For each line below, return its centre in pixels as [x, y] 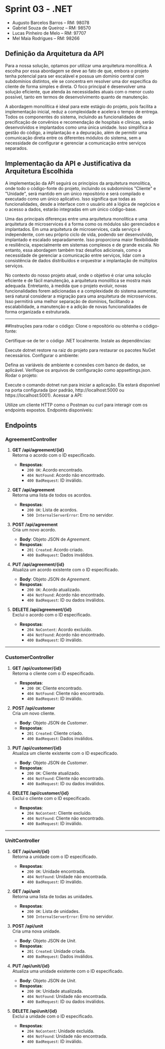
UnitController [23, 841]
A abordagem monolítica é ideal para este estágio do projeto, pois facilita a [81, 106]
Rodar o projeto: [21, 375]
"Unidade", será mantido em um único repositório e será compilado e [75, 193]
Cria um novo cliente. [34, 713]
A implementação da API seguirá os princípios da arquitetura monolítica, [78, 183]
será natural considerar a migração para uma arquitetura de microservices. [81, 296]
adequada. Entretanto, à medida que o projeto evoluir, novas [66, 285]
